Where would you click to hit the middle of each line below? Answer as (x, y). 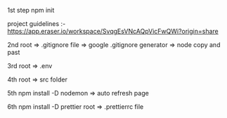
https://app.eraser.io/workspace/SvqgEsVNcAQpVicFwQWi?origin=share (113, 31)
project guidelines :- (37, 24)
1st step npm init (31, 10)
